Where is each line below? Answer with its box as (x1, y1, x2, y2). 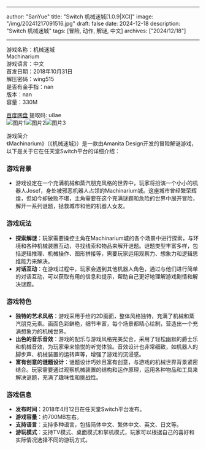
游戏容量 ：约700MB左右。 (15, 413, 82, 421)
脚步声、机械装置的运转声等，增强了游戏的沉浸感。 (15, 350, 145, 358)
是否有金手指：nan (6, 83, 54, 90)
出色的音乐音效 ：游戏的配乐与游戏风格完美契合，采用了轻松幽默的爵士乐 (15, 335, 198, 342)
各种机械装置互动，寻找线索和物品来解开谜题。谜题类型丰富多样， (26, 242, 193, 249)
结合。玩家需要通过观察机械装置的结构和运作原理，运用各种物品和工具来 (15, 366, 198, 373)
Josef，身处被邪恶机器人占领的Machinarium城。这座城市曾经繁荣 (26, 187, 192, 194)
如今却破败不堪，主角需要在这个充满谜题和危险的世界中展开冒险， (31, 194, 198, 202)
